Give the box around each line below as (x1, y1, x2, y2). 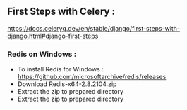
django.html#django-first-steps (7, 32, 99, 40)
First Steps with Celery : (7, 6, 115, 18)
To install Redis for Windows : (17, 65, 104, 74)
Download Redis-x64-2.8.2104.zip (17, 80, 117, 88)
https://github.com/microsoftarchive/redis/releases (17, 73, 167, 81)
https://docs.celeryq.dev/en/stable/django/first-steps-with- (7, 24, 181, 32)
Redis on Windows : (7, 49, 77, 59)
